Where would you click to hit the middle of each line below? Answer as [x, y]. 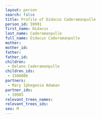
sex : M [12, 109]
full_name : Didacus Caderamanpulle [43, 38]
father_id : [17, 57]
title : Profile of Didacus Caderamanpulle [50, 19]
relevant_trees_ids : [27, 104]
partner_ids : [19, 90]
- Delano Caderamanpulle [33, 66]
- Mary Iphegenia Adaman [33, 85]
